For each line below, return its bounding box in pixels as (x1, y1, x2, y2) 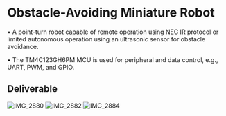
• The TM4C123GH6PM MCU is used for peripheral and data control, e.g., (7, 55, 218, 64)
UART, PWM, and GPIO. (7, 63, 75, 71)
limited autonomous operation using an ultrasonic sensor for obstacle (7, 35, 206, 43)
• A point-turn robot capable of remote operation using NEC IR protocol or (7, 28, 219, 36)
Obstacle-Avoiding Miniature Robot (7, 5, 215, 21)
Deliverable (7, 83, 58, 95)
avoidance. (7, 42, 39, 50)
